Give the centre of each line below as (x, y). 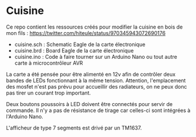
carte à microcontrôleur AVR (49, 63)
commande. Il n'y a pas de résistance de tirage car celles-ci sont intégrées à (98, 110)
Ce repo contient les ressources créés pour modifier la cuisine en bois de (94, 27)
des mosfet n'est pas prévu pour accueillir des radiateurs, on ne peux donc (97, 86)
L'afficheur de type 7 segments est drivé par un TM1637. (74, 128)
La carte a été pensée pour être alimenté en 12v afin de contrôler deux (91, 74)
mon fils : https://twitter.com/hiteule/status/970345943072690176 (86, 33)
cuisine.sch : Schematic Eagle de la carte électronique (80, 44)
